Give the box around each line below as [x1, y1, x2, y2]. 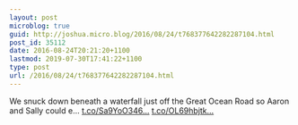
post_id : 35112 [9, 37, 66, 47]
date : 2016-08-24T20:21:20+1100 [9, 46, 130, 55]
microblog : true [9, 21, 70, 30]
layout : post [9, 12, 58, 22]
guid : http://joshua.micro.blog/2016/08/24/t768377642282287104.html [9, 29, 276, 38]
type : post [9, 63, 50, 72]
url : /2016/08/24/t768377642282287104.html [9, 71, 175, 80]
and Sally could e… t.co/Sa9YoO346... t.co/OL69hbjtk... [9, 104, 215, 116]
